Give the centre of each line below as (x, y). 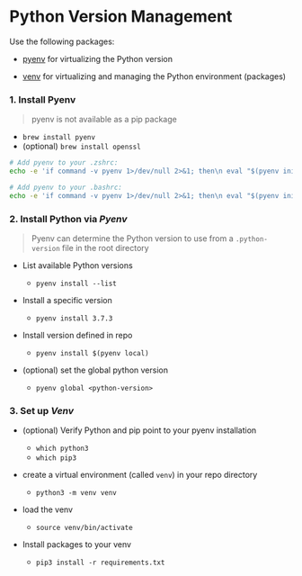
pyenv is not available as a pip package (104, 120)
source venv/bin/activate (84, 528)
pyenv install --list (76, 284)
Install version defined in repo (77, 336)
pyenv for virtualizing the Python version (98, 58)
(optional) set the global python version (95, 370)
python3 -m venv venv (76, 493)
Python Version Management (121, 17)
